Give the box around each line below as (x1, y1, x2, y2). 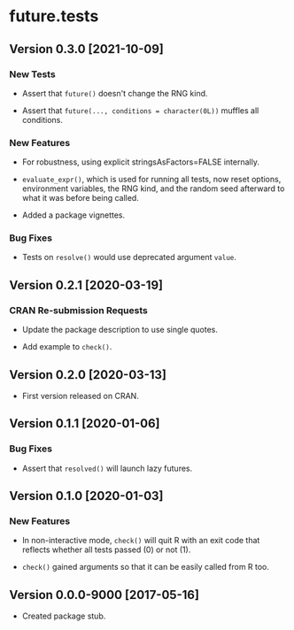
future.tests (9, 6, 99, 27)
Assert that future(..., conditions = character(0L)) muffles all (21, 104, 259, 116)
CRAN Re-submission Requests (9, 303, 148, 316)
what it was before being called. (21, 193, 139, 204)
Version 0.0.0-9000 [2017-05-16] (9, 587, 199, 603)
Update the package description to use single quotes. (21, 325, 219, 335)
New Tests (9, 68, 56, 81)
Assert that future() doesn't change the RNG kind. (21, 88, 208, 98)
